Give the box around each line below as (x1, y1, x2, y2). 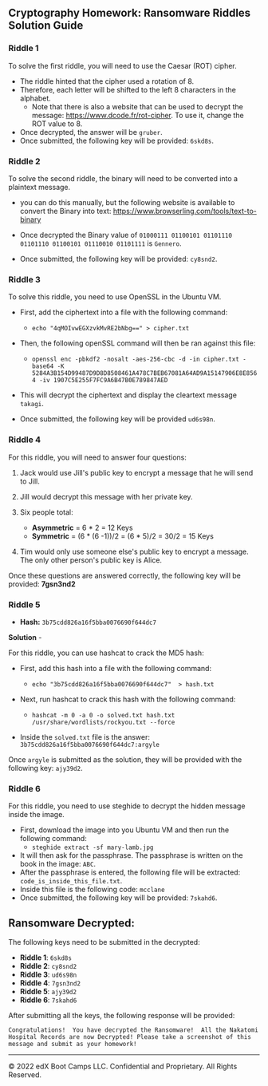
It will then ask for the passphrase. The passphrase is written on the (19, 851, 243, 860)
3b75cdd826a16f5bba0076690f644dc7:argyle (19, 740, 160, 748)
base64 (31, 362, 54, 370)
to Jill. (19, 476, 40, 486)
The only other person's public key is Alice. (19, 555, 162, 565)
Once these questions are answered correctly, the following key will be (8, 571, 241, 580)
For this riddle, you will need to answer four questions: (8, 452, 187, 462)
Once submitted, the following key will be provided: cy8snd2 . (19, 254, 218, 263)
